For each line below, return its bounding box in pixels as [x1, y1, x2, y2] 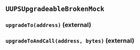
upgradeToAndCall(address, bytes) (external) [5, 36, 135, 45]
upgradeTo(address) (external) [5, 21, 92, 29]
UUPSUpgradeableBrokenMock [5, 5, 105, 14]
